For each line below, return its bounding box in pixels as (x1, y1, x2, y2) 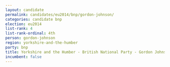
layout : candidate (5, 7, 44, 13)
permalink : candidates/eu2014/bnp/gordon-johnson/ (5, 12, 114, 17)
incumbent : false (5, 54, 42, 59)
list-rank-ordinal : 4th (5, 31, 56, 36)
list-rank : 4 (5, 26, 33, 31)
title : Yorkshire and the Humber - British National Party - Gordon (5, 49, 153, 54)
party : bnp (5, 45, 28, 50)
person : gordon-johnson (5, 36, 56, 41)
